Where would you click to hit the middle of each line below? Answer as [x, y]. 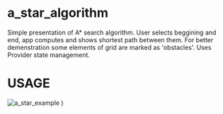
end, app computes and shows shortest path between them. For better [110, 39]
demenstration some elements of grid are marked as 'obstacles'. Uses [109, 47]
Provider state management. [49, 55]
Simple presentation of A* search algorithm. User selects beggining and [112, 32]
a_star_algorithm [58, 13]
